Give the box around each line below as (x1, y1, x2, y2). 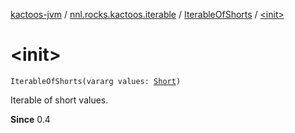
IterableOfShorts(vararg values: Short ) (10, 76, 182, 86)
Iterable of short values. (10, 94, 109, 106)
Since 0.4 (10, 113, 51, 125)
